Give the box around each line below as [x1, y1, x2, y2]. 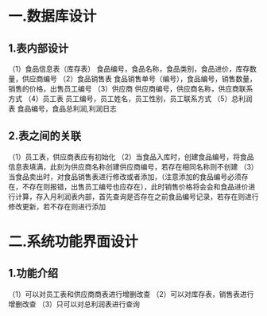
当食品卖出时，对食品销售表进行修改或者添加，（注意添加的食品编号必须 [8, 172, 242, 181]
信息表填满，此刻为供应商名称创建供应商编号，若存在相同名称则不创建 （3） [8, 162, 258, 171]
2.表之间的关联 [8, 129, 82, 143]
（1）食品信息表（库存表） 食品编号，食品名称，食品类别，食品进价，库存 [8, 64, 250, 73]
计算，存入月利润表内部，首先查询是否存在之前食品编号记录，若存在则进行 [14, 192, 259, 201]
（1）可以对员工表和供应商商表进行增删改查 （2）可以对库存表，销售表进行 [8, 289, 254, 298]
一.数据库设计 [8, 7, 97, 25]
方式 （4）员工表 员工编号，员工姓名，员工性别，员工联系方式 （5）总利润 [8, 94, 253, 103]
